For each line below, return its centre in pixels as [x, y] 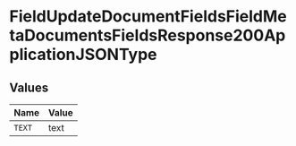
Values [29, 87]
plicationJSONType [84, 55]
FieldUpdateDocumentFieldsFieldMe [148, 17]
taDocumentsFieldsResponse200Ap [148, 35]
